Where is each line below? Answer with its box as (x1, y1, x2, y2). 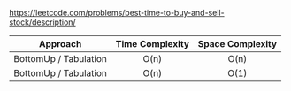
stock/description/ (9, 17, 77, 27)
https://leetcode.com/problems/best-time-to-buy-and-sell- (9, 8, 225, 18)
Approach (38, 38, 82, 49)
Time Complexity (115, 38, 190, 49)
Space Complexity (197, 38, 277, 49)
